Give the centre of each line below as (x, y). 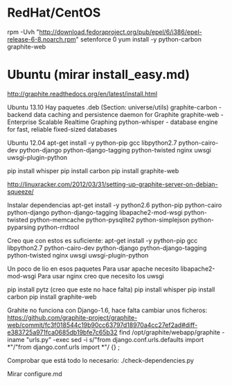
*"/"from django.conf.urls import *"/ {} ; (63, 347)
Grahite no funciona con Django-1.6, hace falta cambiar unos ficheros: (107, 310)
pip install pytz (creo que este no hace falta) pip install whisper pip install (111, 289)
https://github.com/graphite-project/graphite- (72, 317)
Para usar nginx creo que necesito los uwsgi (101, 276)
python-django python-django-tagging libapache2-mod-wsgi (95, 212)
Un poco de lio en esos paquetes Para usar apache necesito (93, 269)
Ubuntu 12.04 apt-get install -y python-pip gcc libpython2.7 (92, 143)
